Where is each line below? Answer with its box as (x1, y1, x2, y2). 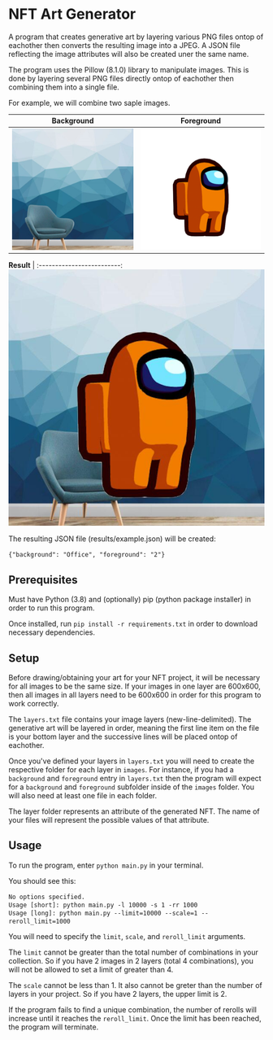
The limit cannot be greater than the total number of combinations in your (8, 947, 258, 957)
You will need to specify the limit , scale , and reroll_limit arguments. (8, 931, 246, 941)
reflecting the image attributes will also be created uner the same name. (8, 49, 249, 59)
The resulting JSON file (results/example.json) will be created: (8, 534, 217, 544)
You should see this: (8, 876, 76, 885)
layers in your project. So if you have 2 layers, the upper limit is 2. (8, 989, 227, 998)
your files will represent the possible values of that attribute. (8, 815, 210, 824)
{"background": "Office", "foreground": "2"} (8, 551, 165, 559)
